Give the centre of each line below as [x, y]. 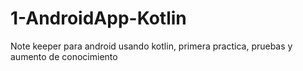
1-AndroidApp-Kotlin [98, 18]
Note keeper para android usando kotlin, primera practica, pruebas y [151, 46]
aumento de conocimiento [64, 56]
